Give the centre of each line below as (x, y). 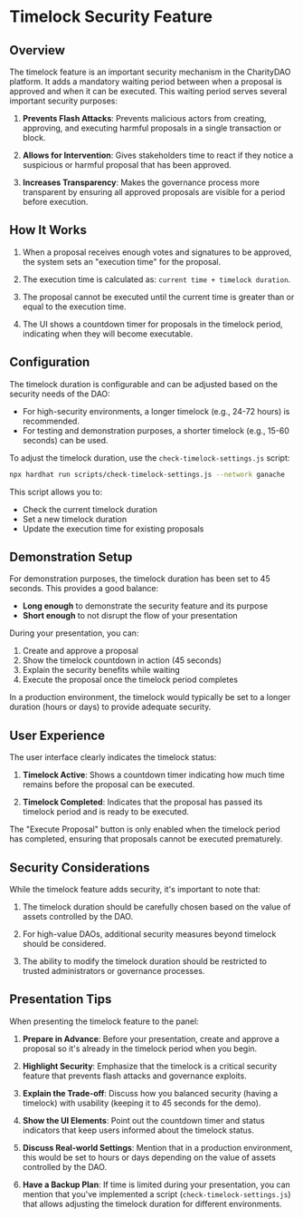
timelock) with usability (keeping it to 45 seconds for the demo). (142, 1103)
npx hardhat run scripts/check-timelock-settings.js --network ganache (147, 474)
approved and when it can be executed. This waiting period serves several (148, 91)
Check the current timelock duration (90, 509)
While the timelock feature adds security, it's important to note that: (135, 889)
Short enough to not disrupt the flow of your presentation (130, 616)
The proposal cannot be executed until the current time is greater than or (158, 297)
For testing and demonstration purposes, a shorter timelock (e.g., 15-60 (156, 430)
